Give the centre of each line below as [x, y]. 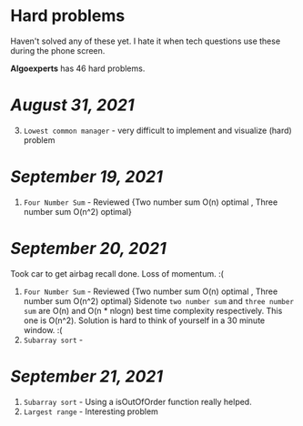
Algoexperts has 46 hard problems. [78, 68]
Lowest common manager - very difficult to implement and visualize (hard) [157, 130]
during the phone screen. [58, 50]
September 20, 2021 [88, 248]
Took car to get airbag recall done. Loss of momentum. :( [117, 273]
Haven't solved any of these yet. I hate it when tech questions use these [146, 41]
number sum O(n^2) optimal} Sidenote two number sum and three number [159, 300]
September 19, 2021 [86, 177]
